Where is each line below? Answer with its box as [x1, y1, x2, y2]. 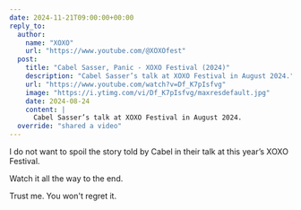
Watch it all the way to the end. [9, 173, 124, 184]
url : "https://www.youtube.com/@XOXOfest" [25, 47, 186, 56]
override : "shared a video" [17, 122, 123, 131]
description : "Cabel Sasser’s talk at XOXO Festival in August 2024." [25, 72, 295, 81]
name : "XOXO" [25, 38, 74, 48]
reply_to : [9, 22, 47, 31]
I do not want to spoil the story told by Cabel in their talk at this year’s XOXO [9, 146, 289, 157]
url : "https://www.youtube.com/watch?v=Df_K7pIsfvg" [25, 80, 227, 89]
